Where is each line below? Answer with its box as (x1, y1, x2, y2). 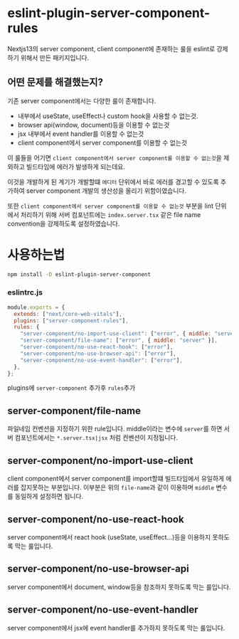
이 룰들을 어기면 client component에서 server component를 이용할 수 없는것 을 (7, 153, 222, 162)
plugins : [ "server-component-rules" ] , (14, 317, 129, 324)
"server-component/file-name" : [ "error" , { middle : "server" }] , (20, 337, 218, 344)
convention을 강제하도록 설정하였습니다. (7, 219, 120, 228)
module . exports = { (7, 304, 65, 311)
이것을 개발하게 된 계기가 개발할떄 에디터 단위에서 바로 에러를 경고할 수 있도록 (7, 177, 219, 186)
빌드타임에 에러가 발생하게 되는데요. (26, 162, 126, 171)
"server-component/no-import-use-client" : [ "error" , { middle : (20, 330, 212, 337)
